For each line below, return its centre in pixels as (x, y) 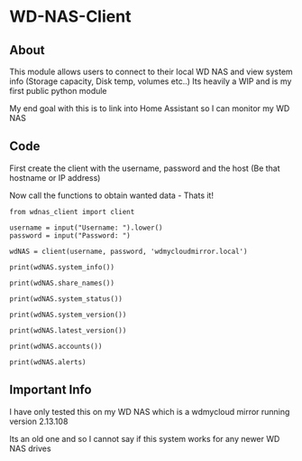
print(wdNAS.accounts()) (56, 346)
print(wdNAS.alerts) (48, 362)
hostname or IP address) (55, 177)
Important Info (50, 390)
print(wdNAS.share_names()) (62, 283)
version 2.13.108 (39, 421)
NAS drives (30, 448)
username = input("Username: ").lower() (87, 228)
